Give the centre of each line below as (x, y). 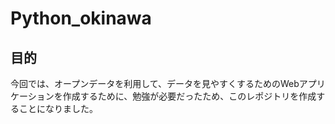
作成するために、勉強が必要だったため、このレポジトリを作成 (189, 96)
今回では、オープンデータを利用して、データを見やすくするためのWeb (155, 83)
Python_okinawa (81, 18)
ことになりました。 (58, 108)
